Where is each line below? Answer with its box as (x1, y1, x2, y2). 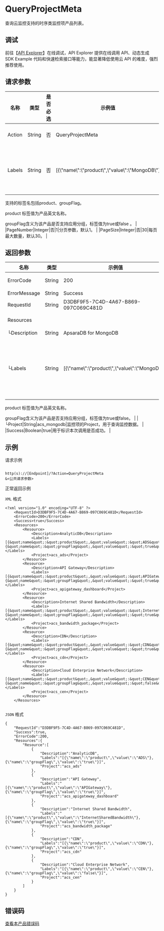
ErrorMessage (7, 290, 41, 296)
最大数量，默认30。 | (5, 233, 48, 239)
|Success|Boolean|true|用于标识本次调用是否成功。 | (5, 427, 111, 433)
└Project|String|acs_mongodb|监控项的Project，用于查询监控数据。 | (5, 422, 144, 427)
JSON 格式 (5, 712, 24, 718)
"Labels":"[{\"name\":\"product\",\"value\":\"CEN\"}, (40, 867, 154, 871)
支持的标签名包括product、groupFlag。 (5, 200, 84, 206)
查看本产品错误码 (5, 921, 40, 926)
